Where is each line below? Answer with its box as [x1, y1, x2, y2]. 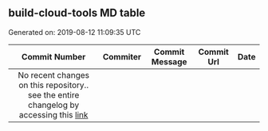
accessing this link [18, 109, 89, 120]
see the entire [27, 89, 80, 100]
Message [151, 56, 187, 67]
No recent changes [18, 69, 90, 80]
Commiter [102, 51, 142, 62]
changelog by [27, 99, 80, 110]
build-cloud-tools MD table [8, 6, 146, 20]
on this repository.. [18, 79, 89, 91]
